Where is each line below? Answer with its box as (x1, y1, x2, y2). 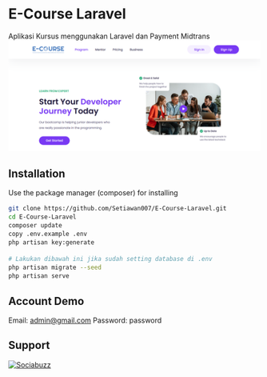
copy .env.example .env (8, 230, 88, 238)
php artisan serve (8, 272, 70, 280)
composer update (8, 221, 62, 229)
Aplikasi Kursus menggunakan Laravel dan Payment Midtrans (8, 31, 210, 41)
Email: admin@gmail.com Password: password (8, 315, 162, 325)
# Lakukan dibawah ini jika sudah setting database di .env (8, 255, 213, 263)
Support (8, 339, 50, 352)
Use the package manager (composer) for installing (8, 188, 178, 198)
